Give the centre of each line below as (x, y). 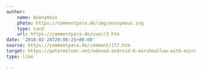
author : (16, 12)
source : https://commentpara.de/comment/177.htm (68, 46)
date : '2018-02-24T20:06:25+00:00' (51, 40)
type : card (31, 29)
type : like (20, 57)
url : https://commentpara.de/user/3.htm (68, 34)
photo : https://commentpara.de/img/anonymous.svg (81, 23)
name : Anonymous (38, 17)
